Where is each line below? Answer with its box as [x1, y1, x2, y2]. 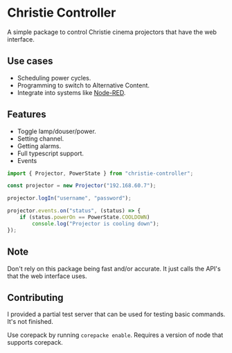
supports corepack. [7, 338, 64, 347]
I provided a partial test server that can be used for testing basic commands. [7, 310, 226, 318]
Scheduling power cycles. [17, 74, 91, 82]
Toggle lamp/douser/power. [17, 127, 97, 135]
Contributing [7, 291, 64, 303]
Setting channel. [17, 134, 64, 143]
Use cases [7, 55, 53, 67]
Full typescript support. [17, 149, 84, 157]
